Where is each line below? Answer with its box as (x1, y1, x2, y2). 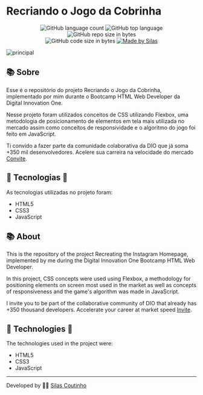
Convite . (6, 154, 27, 162)
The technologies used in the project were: (6, 340, 113, 347)
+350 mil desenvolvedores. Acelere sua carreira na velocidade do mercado (6, 148, 194, 156)
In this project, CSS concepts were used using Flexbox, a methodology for (6, 275, 192, 282)
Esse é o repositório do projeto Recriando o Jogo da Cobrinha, (6, 86, 162, 93)
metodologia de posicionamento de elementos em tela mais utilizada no (6, 117, 185, 125)
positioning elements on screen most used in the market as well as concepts (6, 282, 197, 289)
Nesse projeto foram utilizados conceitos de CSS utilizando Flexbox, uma (6, 111, 189, 118)
